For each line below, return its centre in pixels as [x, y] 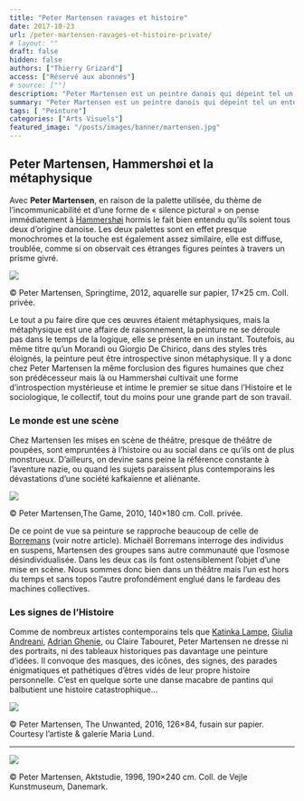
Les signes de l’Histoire [62, 612]
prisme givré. [34, 258]
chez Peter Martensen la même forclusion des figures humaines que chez [147, 367]
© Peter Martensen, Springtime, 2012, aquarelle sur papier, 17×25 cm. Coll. [149, 292]
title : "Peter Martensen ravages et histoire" [99, 18]
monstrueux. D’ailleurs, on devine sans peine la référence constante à [139, 460]
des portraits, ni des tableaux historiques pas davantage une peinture [139, 651]
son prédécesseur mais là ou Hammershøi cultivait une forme [124, 377]
